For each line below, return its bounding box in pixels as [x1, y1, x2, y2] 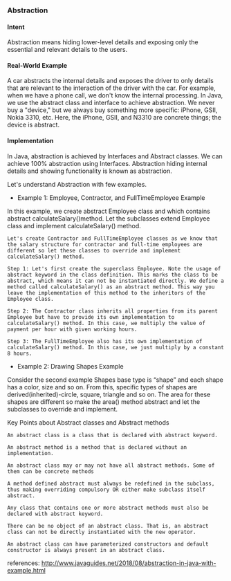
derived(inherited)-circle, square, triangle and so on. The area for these [7, 390, 211, 398]
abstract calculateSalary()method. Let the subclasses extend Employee [7, 214, 210, 223]
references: [7, 559, 40, 567]
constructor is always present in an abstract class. [7, 546, 166, 553]
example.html [7, 566, 46, 574]
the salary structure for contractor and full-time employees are [7, 241, 203, 248]
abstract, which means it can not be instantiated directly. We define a [7, 277, 225, 284]
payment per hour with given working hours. [7, 326, 138, 333]
